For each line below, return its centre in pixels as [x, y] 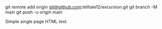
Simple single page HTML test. [36, 22]
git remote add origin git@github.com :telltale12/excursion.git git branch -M [81, 7]
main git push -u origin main [34, 12]
